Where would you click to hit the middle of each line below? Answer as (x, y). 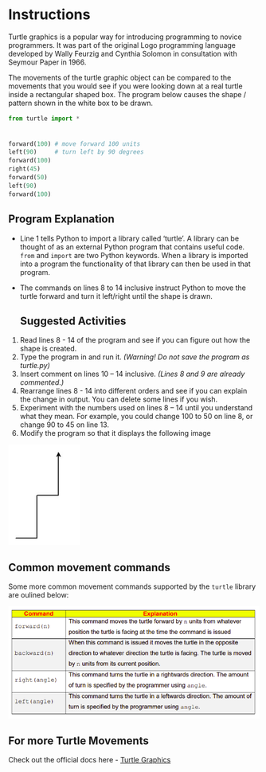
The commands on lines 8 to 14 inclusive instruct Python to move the (133, 288)
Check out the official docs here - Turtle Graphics (90, 760)
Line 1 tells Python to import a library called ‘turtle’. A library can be (129, 238)
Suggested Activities (73, 321)
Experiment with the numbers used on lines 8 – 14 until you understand (136, 408)
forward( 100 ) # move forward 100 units (74, 144)
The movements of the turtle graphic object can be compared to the (120, 77)
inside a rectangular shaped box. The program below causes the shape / (127, 94)
